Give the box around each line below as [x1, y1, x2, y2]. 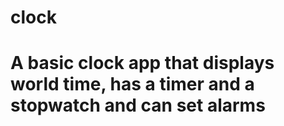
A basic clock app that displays [10, 52, 275, 75]
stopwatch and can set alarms [10, 94, 266, 117]
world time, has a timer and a [10, 73, 255, 96]
